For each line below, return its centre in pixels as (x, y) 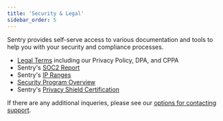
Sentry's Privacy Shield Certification (68, 89)
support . (19, 110)
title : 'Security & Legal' (46, 13)
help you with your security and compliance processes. (85, 47)
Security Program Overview (56, 82)
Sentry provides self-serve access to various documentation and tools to (110, 39)
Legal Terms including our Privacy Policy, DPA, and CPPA (98, 60)
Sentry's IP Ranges (44, 75)
